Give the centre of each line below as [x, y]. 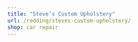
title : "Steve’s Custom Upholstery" [61, 14]
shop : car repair [33, 27]
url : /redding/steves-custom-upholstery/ [69, 21]
